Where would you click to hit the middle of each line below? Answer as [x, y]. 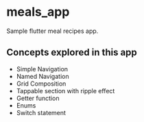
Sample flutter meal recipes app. [52, 31]
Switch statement [41, 112]
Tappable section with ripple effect [65, 90]
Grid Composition [41, 84]
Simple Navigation [42, 69]
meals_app [38, 12]
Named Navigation [43, 76]
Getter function [38, 98]
